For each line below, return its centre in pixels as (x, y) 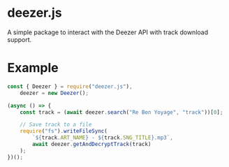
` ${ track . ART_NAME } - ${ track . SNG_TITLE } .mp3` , (103, 138)
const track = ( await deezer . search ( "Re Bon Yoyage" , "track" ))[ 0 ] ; (121, 112)
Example (33, 68)
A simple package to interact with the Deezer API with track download (108, 32)
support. (20, 39)
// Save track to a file (56, 125)
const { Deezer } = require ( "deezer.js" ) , (70, 86)
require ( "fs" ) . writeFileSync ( (64, 131)
